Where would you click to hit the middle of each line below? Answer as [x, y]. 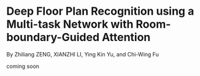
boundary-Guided [53, 37]
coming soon [23, 66]
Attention [126, 37]
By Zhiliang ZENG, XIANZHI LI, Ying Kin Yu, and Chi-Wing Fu [83, 54]
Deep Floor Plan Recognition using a [100, 11]
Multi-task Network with [70, 24]
